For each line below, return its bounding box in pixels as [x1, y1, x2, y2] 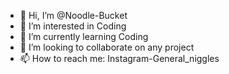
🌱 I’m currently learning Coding [19, 31, 149, 42]
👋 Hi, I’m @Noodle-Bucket [19, 10, 128, 21]
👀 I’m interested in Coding [19, 20, 127, 32]
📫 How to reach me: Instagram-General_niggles [19, 53, 220, 64]
